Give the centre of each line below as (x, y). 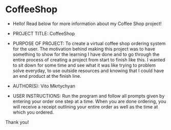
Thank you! (17, 122)
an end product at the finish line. (47, 76)
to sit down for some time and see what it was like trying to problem (84, 65)
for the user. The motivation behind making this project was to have (84, 49)
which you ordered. (33, 112)
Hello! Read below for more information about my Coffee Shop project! (87, 24)
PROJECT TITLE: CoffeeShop (44, 33)
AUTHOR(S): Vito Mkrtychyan (44, 86)
